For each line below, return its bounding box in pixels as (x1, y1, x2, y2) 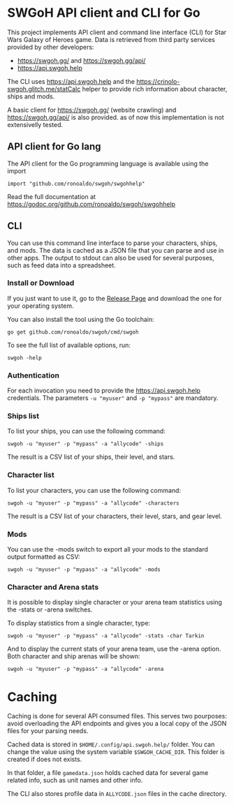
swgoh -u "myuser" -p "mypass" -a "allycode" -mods (7, 566, 161, 573)
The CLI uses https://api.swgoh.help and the (7, 77, 135, 85)
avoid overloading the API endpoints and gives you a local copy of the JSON (7, 719, 227, 728)
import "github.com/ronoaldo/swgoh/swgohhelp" (7, 180, 145, 187)
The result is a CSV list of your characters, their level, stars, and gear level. (7, 512, 222, 520)
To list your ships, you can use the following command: (7, 427, 166, 436)
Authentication (7, 370, 59, 380)
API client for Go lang (7, 141, 101, 153)
